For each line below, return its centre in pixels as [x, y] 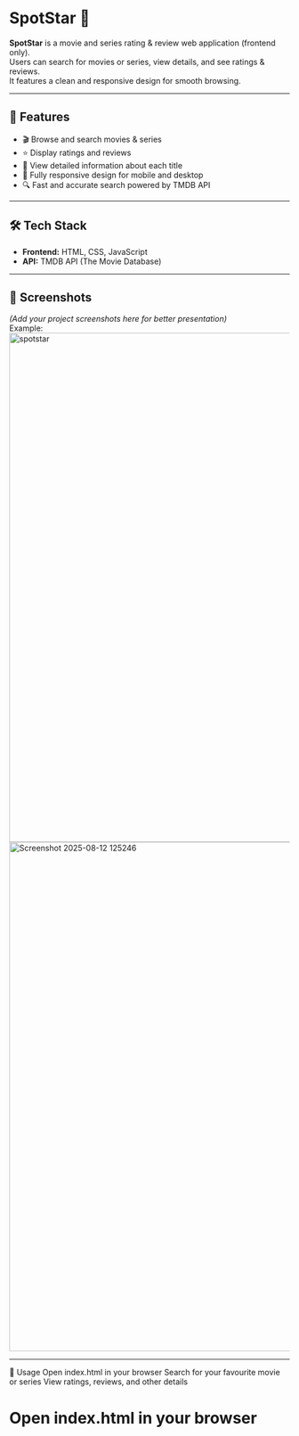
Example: [26, 328]
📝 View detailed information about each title [102, 165]
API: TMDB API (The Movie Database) [92, 261]
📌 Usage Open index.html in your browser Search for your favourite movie [145, 1373]
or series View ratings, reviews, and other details [99, 1382]
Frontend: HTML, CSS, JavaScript [85, 251]
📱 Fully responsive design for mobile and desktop [113, 175]
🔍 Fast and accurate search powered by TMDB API [116, 185]
